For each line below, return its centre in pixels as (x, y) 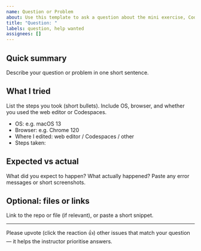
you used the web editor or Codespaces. (57, 112)
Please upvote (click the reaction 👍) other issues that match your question (98, 233)
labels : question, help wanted (45, 28)
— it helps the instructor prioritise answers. (59, 241)
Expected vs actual (42, 162)
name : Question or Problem (40, 12)
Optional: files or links (48, 201)
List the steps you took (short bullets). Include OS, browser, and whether (95, 106)
